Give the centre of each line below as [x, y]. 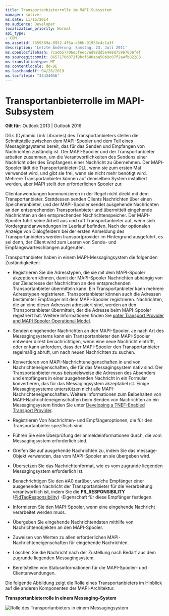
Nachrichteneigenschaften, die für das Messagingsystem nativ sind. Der [88, 367]
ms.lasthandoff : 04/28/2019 [35, 71]
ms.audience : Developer [30, 24]
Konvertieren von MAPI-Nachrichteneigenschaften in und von [76, 362]
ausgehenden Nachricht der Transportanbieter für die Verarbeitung [82, 486]
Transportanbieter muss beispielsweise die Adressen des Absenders [84, 373]
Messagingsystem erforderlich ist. [48, 471]
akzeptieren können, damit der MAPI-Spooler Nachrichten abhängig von [88, 278]
